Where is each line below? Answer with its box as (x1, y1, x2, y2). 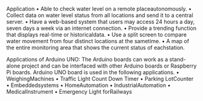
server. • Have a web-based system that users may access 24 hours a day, (6, 18, 195, 25)
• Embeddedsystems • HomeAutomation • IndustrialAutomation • (6, 82, 171, 89)
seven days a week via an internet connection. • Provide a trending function (6, 24, 196, 32)
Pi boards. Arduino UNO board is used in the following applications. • (6, 69, 179, 75)
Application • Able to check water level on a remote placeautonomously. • (6, 5, 192, 12)
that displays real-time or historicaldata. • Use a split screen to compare (6, 31, 187, 38)
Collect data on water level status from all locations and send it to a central (6, 12, 193, 19)
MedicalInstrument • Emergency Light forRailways (6, 88, 132, 95)
